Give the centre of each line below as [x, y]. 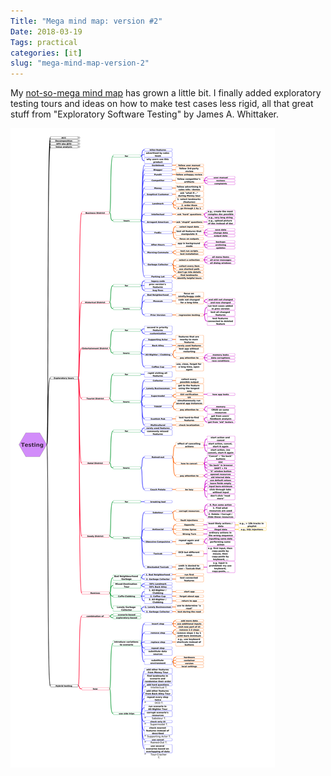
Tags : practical [44, 42]
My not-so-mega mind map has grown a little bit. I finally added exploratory [166, 93]
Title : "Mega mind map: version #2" [86, 21]
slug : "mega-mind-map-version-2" [80, 63]
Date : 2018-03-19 [46, 31]
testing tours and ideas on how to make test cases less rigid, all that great [162, 104]
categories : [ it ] [46, 53]
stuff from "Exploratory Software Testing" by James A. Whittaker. [144, 114]
